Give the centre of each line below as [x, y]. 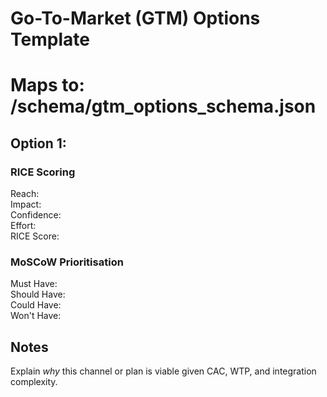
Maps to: [47, 85]
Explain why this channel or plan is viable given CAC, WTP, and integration [163, 371]
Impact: [26, 204]
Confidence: [36, 215]
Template [50, 39]
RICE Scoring [43, 172]
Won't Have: [36, 316]
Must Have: [34, 284]
